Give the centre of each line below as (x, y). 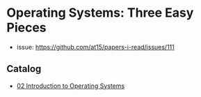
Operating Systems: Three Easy (100, 13)
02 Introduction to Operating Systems (71, 86)
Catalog (24, 69)
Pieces (26, 28)
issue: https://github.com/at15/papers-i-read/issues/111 (95, 47)
